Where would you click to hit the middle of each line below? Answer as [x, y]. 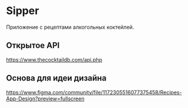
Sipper [23, 11]
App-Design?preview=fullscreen [45, 99]
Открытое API [33, 45]
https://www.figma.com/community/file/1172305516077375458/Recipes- [94, 92]
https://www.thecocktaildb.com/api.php [54, 59]
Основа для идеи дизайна [56, 78]
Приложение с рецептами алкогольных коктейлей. [70, 27]
